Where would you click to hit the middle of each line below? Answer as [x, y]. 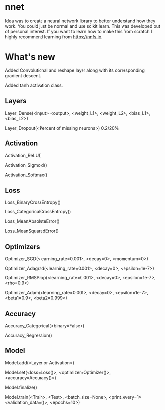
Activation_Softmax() [26, 175]
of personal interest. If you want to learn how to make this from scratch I [79, 31]
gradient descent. [23, 75]
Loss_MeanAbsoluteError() [33, 221]
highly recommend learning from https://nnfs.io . [54, 37]
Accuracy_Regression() [29, 335]
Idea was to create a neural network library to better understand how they [80, 21]
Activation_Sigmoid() [26, 165]
